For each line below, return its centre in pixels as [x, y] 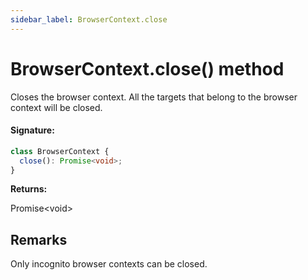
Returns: [29, 189]
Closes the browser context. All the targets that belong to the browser [154, 97]
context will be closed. [56, 107]
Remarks [39, 239]
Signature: [32, 130]
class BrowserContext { [60, 151]
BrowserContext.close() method [147, 68]
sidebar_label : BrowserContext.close [89, 19]
